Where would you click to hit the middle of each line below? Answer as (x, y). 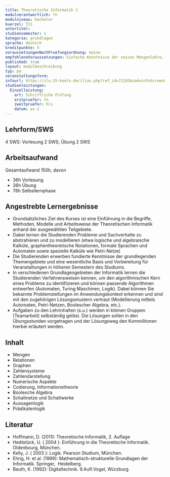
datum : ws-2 (27, 109)
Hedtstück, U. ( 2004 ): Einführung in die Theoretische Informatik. (81, 442)
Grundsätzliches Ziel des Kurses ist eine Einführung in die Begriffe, (82, 219)
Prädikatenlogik (29, 408)
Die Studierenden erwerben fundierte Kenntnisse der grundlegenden (84, 256)
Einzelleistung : (27, 90)
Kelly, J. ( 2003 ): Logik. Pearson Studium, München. (67, 453)
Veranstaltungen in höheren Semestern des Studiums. (69, 267)
